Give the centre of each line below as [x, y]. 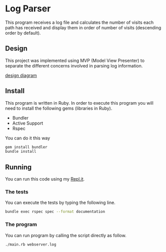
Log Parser [28, 9]
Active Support [28, 123]
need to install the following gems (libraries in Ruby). [59, 108]
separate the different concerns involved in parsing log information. [74, 65]
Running [19, 167]
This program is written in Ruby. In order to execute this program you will [79, 103]
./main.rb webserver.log [31, 244]
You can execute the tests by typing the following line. [60, 203]
